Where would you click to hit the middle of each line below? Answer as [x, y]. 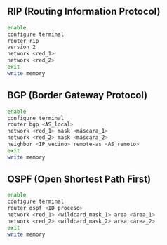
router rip [23, 41]
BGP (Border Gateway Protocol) [78, 95]
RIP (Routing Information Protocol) [84, 12]
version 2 [22, 47]
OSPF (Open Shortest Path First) [79, 179]
